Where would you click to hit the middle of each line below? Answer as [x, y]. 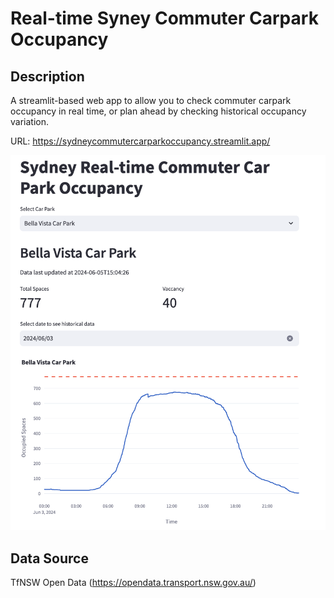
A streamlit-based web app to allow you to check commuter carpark [151, 100]
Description [47, 76]
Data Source [49, 558]
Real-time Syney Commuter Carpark [164, 18]
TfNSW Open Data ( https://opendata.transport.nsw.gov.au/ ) [133, 582]
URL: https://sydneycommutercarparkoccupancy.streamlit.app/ [140, 141]
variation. [29, 121]
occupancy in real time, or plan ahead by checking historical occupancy [158, 111]
